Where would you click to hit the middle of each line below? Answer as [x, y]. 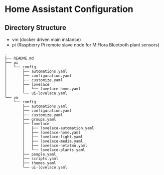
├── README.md [19, 58]
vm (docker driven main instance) [46, 39]
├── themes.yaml [39, 163]
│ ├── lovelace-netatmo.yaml [55, 146]
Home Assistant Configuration [69, 9]
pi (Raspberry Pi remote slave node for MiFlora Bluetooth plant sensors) [85, 45]
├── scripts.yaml [40, 159]
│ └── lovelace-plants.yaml [54, 150]
